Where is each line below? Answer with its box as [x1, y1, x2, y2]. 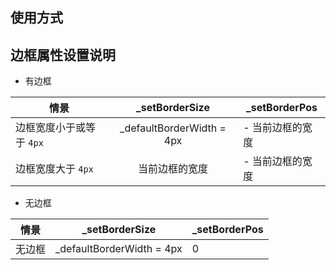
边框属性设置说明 [10, 46, 116, 63]
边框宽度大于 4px [15, 162, 94, 176]
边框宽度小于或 [15, 121, 87, 135]
